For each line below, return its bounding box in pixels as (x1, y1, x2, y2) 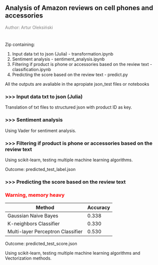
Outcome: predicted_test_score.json (5, 241, 77, 246)
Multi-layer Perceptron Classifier (7, 228, 83, 235)
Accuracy (87, 204, 110, 211)
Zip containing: (5, 41, 35, 47)
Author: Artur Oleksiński (5, 24, 53, 30)
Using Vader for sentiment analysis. (5, 128, 76, 133)
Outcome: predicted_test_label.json (5, 166, 76, 172)
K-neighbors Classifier (7, 220, 60, 227)
